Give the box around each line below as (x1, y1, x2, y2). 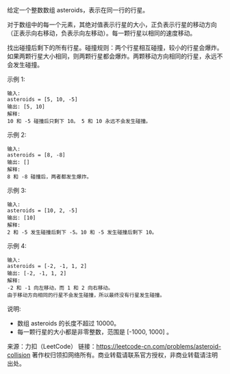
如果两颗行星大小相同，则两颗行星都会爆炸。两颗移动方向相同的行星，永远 (7, 52, 217, 60)
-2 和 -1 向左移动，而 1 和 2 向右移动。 (7, 284, 114, 291)
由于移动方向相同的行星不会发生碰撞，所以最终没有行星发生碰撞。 (7, 292, 166, 299)
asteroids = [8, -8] (7, 152, 66, 159)
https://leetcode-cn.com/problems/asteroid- (96, 343, 221, 350)
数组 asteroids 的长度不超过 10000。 (16, 319, 120, 327)
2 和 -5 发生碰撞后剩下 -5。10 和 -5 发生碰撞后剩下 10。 (7, 229, 157, 236)
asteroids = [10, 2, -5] (7, 207, 78, 214)
